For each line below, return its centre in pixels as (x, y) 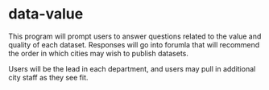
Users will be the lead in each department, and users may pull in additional (132, 68)
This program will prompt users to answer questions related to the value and (135, 36)
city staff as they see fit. (48, 77)
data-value (46, 14)
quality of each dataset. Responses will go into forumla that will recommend (134, 44)
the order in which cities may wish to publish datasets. (99, 53)
